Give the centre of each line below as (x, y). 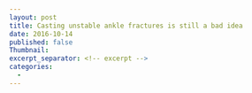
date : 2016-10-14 (41, 34)
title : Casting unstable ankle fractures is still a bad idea (126, 26)
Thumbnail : (29, 50)
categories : (31, 67)
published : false (41, 42)
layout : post (33, 17)
